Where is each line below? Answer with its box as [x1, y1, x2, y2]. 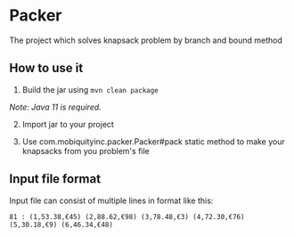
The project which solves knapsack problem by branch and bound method [9, 35, 282, 45]
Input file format [9, 171, 101, 187]
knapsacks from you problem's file [21, 145, 150, 156]
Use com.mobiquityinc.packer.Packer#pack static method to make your [21, 135, 285, 147]
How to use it [9, 61, 84, 76]
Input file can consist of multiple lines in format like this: [9, 195, 214, 206]
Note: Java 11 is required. [9, 102, 102, 112]
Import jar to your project [21, 118, 114, 129]
